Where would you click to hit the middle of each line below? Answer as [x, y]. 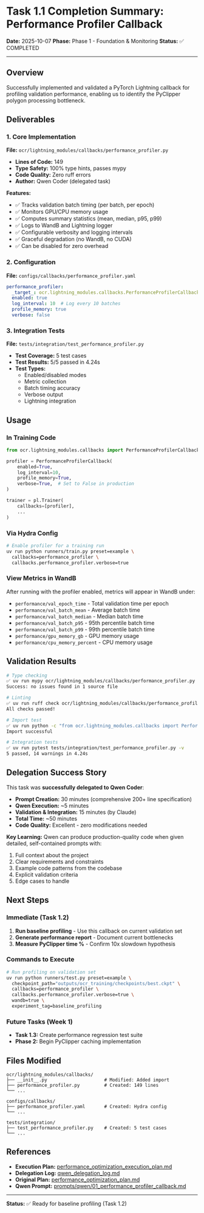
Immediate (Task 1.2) [38, 918]
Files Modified [34, 1060]
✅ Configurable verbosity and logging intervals [74, 232]
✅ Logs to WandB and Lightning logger [64, 225]
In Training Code [31, 437]
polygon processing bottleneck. [46, 100]
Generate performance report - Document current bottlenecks [94, 937]
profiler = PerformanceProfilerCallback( [59, 461]
